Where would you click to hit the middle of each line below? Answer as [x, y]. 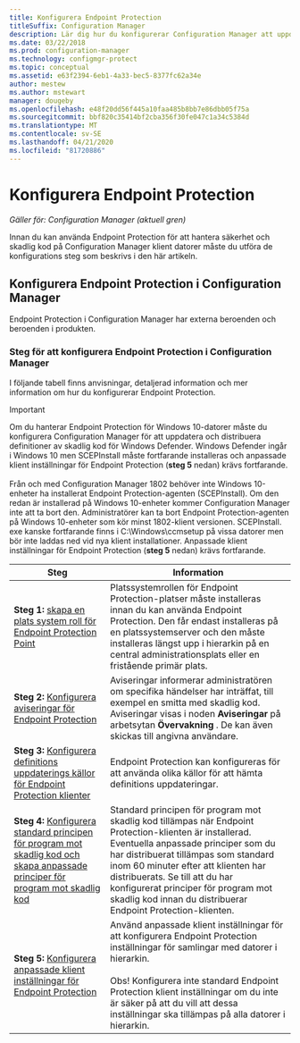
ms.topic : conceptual [50, 68]
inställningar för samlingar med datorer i [194, 946]
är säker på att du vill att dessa [174, 1003]
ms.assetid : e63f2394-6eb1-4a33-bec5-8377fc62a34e [105, 76]
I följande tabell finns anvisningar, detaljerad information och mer [129, 383]
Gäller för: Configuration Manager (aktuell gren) [98, 219]
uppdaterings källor [54, 772]
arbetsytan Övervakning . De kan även [192, 725]
